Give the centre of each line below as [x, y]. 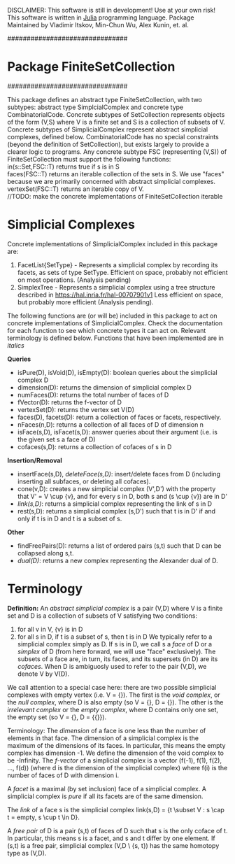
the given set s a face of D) [56, 439]
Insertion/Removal [35, 460]
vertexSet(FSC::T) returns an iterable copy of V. [76, 189]
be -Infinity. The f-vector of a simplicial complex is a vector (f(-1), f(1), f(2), [115, 760]
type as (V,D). [27, 853]
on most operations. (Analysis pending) [74, 280]
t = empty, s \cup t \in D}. [44, 817]
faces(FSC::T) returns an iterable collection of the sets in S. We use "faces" [116, 173]
